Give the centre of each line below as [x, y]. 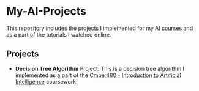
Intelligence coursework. [46, 81]
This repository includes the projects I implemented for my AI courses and [100, 28]
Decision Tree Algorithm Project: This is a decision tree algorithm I [100, 68]
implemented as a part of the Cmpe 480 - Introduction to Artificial [98, 75]
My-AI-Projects [47, 11]
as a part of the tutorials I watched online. [59, 34]
